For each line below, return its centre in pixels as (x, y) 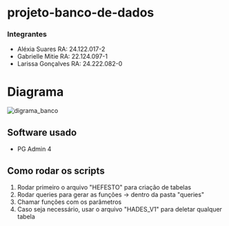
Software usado (42, 132)
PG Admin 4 (34, 149)
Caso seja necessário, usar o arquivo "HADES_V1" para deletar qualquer (120, 209)
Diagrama (36, 92)
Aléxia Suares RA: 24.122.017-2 (61, 49)
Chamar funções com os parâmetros (69, 202)
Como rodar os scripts (56, 171)
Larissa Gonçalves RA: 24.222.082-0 (70, 64)
